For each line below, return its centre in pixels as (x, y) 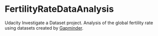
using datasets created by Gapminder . (44, 28)
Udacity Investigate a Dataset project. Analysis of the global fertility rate (79, 23)
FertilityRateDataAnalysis (59, 9)
